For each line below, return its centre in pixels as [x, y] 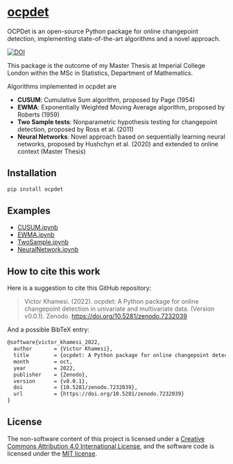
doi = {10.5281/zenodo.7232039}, [76, 388]
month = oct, [43, 361]
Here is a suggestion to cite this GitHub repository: [79, 288]
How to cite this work [54, 271]
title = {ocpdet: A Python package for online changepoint [111, 355]
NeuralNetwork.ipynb [48, 250]
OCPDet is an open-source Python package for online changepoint [103, 31]
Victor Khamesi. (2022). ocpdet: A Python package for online [111, 302]
